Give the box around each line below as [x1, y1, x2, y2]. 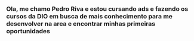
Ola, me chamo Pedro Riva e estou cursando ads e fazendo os [6, 5, 189, 13]
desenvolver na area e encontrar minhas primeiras [6, 20, 156, 28]
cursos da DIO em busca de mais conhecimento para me [6, 12, 173, 20]
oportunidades [6, 27, 51, 35]
